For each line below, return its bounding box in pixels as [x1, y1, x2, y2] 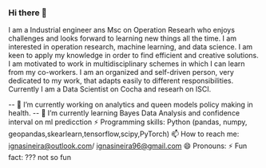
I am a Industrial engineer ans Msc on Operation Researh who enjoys [8, 25, 236, 35]
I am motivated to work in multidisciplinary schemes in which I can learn [8, 59, 245, 68]
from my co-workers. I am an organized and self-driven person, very [8, 68, 234, 77]
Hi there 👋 [8, 7, 48, 18]
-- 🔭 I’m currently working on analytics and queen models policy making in [8, 100, 253, 110]
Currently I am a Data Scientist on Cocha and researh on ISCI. [8, 84, 212, 94]
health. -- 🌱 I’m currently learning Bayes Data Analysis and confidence [8, 108, 240, 118]
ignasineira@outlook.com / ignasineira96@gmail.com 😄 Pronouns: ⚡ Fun [8, 141, 248, 150]
